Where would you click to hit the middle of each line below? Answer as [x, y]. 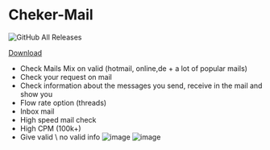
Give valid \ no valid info [60, 137]
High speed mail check [58, 119]
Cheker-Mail [51, 15]
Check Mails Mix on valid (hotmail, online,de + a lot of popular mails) [134, 68]
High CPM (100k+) [51, 128]
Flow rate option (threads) [63, 102]
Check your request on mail [66, 77]
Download [25, 52]
